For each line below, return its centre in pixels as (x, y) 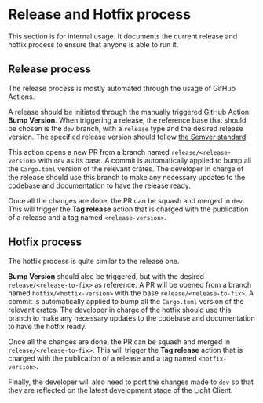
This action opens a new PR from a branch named (89, 152)
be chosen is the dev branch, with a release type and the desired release (126, 128)
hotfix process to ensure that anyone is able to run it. (93, 44)
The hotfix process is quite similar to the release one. (94, 261)
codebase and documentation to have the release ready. (99, 185)
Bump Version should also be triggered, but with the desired (106, 276)
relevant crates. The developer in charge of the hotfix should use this (120, 310)
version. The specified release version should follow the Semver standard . (128, 137)
